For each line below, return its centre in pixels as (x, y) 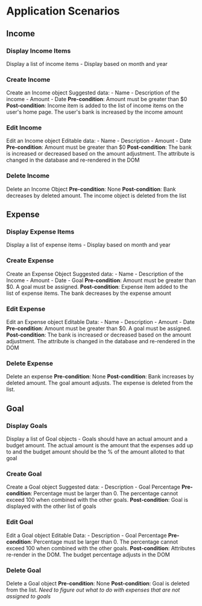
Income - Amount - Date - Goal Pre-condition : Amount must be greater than (101, 280)
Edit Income (24, 128)
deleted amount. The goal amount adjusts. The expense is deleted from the (99, 383)
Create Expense (30, 260)
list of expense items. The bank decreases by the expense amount (89, 293)
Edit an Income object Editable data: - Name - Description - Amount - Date (99, 141)
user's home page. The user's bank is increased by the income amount (95, 112)
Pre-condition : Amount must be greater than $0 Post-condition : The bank (99, 147)
